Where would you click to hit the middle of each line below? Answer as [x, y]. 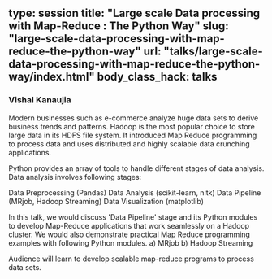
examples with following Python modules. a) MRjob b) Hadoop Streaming [131, 242]
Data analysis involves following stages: [75, 177]
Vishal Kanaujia [40, 100]
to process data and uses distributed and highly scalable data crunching [129, 144]
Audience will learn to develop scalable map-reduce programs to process [131, 259]
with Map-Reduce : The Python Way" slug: [119, 26]
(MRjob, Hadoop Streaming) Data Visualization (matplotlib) [106, 201]
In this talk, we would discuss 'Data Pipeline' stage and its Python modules [133, 217]
